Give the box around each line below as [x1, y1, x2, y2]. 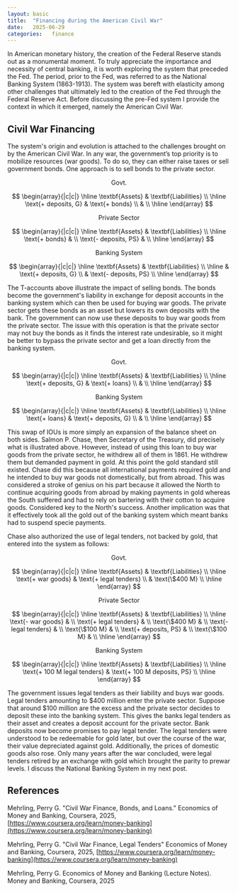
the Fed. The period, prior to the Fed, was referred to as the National [7, 72, 207, 81]
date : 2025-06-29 [7, 23, 65, 31]
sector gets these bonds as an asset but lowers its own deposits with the [7, 306, 220, 315]
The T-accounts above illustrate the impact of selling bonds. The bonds [7, 283, 216, 292]
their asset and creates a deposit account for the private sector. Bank [7, 719, 210, 728]
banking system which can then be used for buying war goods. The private [7, 299, 227, 308]
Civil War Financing [7, 123, 96, 135]
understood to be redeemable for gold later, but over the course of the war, [7, 734, 227, 743]
